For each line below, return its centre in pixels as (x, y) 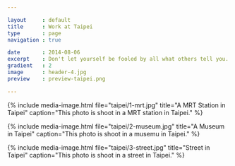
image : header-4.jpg (47, 72)
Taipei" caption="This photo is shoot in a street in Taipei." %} (96, 155)
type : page (34, 33)
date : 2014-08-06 (44, 53)
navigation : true (34, 40)
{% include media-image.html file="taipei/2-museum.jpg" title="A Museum (116, 126)
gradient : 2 (30, 66)
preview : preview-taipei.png (56, 78)
